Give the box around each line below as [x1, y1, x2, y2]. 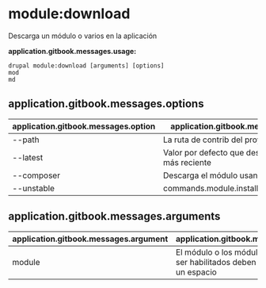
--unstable [12, 182, 55, 194]
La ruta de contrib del [163, 134, 243, 145]
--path [12, 134, 40, 145]
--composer [12, 170, 61, 181]
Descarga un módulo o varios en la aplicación [8, 31, 158, 40]
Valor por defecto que [163, 147, 245, 158]
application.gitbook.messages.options [8, 97, 204, 111]
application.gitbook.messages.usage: [8, 46, 137, 56]
